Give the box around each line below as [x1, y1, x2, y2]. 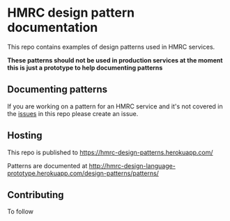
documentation [7, 19, 98, 35]
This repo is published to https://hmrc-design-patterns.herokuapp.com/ [7, 148, 214, 156]
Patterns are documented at [7, 161, 88, 170]
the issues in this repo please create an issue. [7, 109, 139, 117]
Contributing [7, 189, 64, 201]
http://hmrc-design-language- [89, 161, 176, 170]
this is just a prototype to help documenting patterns [7, 63, 163, 72]
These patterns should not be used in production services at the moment [7, 56, 223, 64]
